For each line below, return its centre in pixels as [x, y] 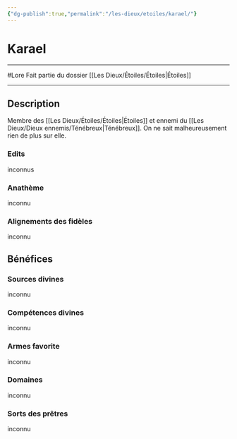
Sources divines [36, 279]
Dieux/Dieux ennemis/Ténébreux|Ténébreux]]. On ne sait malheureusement [117, 128]
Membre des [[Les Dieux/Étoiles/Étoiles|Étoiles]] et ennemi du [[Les [106, 121]
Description [34, 103]
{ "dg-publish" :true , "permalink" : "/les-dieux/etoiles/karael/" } [102, 14]
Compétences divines [46, 313]
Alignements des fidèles [50, 221]
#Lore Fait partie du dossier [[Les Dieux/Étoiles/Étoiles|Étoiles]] [99, 75]
